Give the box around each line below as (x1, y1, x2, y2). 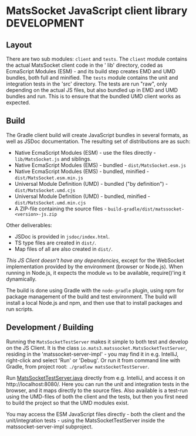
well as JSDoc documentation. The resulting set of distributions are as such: (6, 138, 191, 145)
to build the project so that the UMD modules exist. (6, 399, 129, 406)
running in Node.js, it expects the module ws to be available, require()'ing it (6, 269, 186, 276)
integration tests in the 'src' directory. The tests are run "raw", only (6, 80, 167, 87)
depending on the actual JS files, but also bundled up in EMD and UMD (6, 87, 178, 93)
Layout (6, 40, 32, 50)
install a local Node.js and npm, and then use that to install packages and (6, 299, 183, 306)
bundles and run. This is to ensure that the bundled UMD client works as (6, 93, 181, 100)
